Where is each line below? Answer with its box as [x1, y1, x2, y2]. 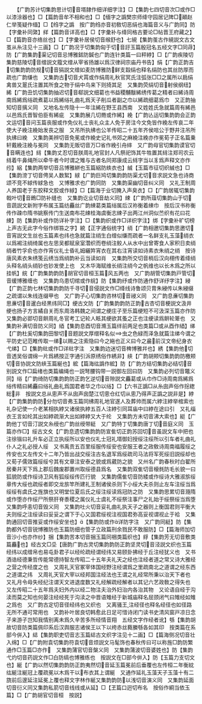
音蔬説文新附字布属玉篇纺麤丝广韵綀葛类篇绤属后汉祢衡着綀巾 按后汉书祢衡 [6, 202, 196, 209]
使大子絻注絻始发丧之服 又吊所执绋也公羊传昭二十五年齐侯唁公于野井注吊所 [6, 127, 196, 133]
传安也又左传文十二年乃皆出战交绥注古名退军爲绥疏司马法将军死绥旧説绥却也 [6, 450, 196, 457]
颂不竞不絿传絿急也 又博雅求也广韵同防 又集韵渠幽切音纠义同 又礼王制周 [6, 179, 196, 186]
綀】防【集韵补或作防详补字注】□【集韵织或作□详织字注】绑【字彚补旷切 [6, 217, 190, 224]
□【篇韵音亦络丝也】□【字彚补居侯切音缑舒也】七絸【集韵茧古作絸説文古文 [6, 36, 195, 43]
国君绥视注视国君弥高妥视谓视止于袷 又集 [90, 511, 196, 518]
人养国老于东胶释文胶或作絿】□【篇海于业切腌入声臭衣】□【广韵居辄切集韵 [6, 187, 195, 193]
